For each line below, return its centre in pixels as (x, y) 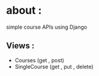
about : (24, 10)
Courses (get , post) (39, 60)
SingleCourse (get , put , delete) (54, 66)
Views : (20, 46)
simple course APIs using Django (47, 27)
